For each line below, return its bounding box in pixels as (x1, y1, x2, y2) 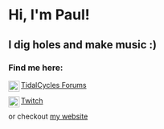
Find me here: (8, 62, 64, 73)
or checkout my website (8, 111, 88, 121)
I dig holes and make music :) (8, 38, 157, 52)
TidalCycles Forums (21, 80, 87, 89)
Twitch (21, 95, 43, 106)
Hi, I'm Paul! (8, 6, 90, 24)
